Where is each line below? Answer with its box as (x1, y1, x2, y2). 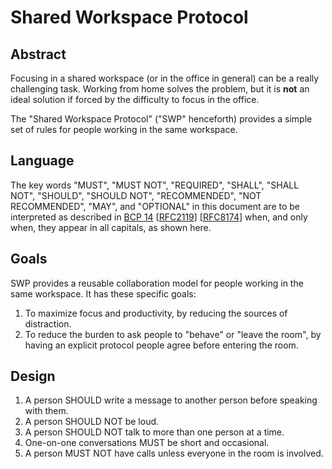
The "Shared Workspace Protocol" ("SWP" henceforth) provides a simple (10, 113, 313, 125)
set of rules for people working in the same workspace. (10, 124, 238, 135)
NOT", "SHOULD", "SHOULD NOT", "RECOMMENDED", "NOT (10, 189, 262, 201)
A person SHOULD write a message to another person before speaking (24, 394, 318, 406)
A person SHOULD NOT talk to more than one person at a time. (24, 426, 285, 438)
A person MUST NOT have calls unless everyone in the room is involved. (24, 447, 324, 460)
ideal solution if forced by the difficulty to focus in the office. (10, 94, 260, 105)
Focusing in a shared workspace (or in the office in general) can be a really (10, 72, 320, 84)
